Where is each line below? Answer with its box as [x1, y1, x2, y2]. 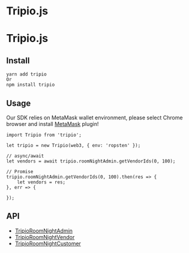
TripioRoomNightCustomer [14, 240, 81, 247]
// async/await [6, 153, 44, 159]
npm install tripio [6, 82, 55, 88]
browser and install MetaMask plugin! [6, 121, 99, 127]
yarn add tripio [6, 71, 47, 77]
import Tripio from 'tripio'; [6, 132, 82, 138]
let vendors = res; [17, 179, 66, 185]
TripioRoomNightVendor [14, 233, 75, 240]
